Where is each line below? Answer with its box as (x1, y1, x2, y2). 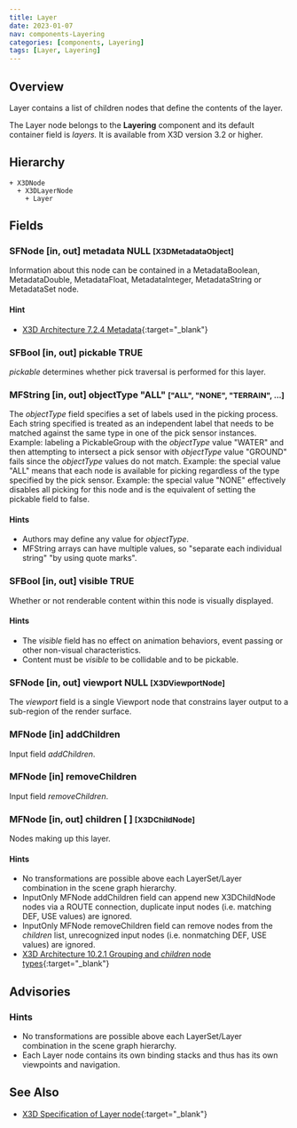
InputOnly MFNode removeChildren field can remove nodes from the (21, 921, 273, 932)
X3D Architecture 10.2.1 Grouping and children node (21, 948, 211, 960)
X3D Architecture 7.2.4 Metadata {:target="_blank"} (21, 324, 208, 334)
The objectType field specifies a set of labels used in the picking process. (9, 409, 278, 420)
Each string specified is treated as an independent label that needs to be (9, 419, 275, 429)
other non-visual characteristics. (21, 644, 142, 655)
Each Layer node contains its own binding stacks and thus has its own (21, 1050, 278, 1060)
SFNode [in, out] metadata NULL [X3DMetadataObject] (9, 245, 234, 258)
